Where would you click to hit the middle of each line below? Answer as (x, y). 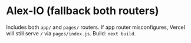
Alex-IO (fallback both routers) (83, 11)
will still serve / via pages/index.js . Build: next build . (71, 33)
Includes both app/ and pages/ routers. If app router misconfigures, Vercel (96, 27)
